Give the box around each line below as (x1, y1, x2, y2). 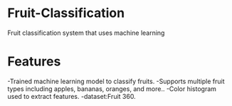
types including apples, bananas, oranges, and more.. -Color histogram (7, 84, 217, 93)
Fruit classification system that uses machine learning (7, 28, 165, 37)
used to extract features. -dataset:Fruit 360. (7, 92, 137, 100)
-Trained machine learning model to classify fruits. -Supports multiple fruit (7, 77, 225, 85)
